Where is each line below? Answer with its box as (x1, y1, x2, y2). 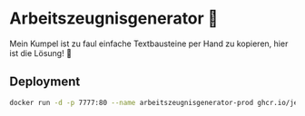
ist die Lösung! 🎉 (9, 47, 73, 58)
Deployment (9, 74, 81, 90)
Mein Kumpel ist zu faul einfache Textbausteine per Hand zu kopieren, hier (9, 38, 289, 49)
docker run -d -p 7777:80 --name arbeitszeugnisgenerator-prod (9, 98, 254, 107)
